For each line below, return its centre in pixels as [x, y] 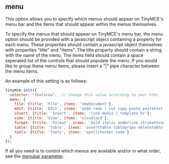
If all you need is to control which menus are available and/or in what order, [83, 151]
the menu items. [22, 71]
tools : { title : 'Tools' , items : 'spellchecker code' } [72, 132]
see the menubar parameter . [35, 156]
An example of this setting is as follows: [46, 81]
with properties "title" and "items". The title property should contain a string [83, 50]
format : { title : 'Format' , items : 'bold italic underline [76, 123]
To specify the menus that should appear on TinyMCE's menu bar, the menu [84, 34]
